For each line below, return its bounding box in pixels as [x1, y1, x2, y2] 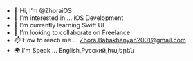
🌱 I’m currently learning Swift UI [13, 21, 105, 29]
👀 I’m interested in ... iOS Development [13, 14, 124, 22]
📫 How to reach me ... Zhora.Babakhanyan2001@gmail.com [13, 36, 186, 44]
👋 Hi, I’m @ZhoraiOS [13, 7, 73, 14]
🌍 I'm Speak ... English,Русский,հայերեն [13, 47, 135, 54]
